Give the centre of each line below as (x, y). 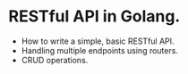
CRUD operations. (55, 60)
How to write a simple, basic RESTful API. (98, 41)
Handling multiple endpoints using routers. (99, 50)
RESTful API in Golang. (94, 16)
